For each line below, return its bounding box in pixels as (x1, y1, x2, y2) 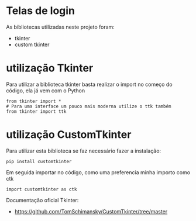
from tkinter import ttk (6, 108, 67, 115)
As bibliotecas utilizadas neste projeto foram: (6, 23, 115, 30)
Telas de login (6, 4, 75, 18)
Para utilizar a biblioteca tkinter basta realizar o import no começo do (6, 81, 173, 88)
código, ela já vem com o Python (6, 87, 85, 94)
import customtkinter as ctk (6, 186, 77, 192)
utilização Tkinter (6, 61, 94, 75)
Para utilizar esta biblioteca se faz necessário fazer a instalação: (6, 147, 161, 154)
